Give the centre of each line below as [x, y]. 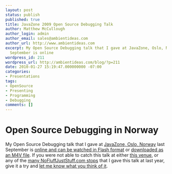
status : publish [23, 15]
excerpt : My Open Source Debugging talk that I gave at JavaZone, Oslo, [84, 48]
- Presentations [23, 77]
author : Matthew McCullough [35, 29]
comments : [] [19, 105]
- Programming [20, 95]
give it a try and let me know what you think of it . [57, 166]
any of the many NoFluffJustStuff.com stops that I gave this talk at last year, [85, 161]
